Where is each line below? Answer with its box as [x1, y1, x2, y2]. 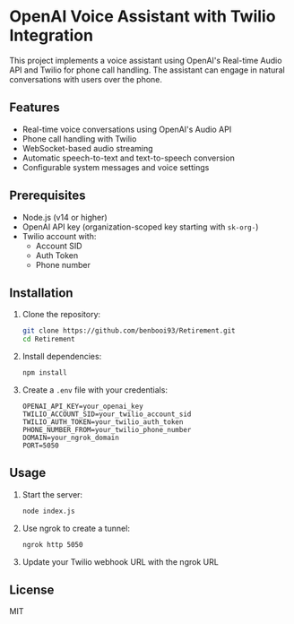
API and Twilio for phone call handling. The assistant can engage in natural [9, 65, 285, 75]
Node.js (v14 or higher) [22, 212, 108, 222]
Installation [9, 285, 73, 300]
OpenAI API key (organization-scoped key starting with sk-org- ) [22, 221, 259, 232]
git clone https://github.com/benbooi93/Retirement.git [22, 326, 236, 335]
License [9, 582, 55, 597]
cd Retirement [22, 334, 75, 344]
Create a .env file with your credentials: [22, 385, 169, 395]
